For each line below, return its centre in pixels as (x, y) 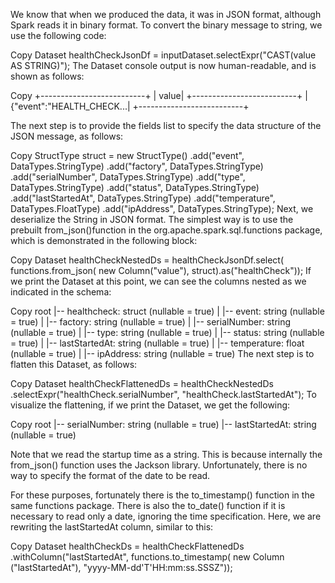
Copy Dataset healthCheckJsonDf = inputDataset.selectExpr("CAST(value (163, 55)
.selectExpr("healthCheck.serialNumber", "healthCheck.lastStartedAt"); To (163, 394)
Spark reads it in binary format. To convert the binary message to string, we (166, 25)
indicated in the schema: (61, 292)
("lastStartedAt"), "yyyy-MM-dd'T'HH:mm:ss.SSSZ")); (121, 567)
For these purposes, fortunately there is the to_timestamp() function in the (162, 495)
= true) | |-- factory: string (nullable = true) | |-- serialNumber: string (151, 322)
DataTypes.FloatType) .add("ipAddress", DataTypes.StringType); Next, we (162, 208)
